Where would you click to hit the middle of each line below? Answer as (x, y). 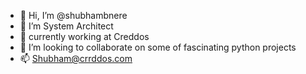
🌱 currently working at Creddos (84, 36)
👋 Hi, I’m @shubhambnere (73, 15)
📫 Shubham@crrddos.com (76, 58)
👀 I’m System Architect (66, 26)
